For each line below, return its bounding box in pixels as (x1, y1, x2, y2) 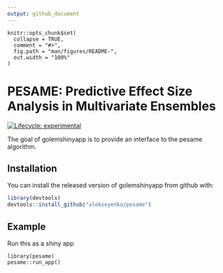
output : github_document (7, 10, 80, 17)
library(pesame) (7, 253, 55, 260)
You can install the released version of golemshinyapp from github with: (7, 181, 215, 190)
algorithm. (7, 142, 37, 150)
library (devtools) (7, 195, 61, 202)
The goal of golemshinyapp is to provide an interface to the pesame (7, 134, 203, 143)
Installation (7, 162, 57, 174)
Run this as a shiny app (7, 239, 74, 247)
